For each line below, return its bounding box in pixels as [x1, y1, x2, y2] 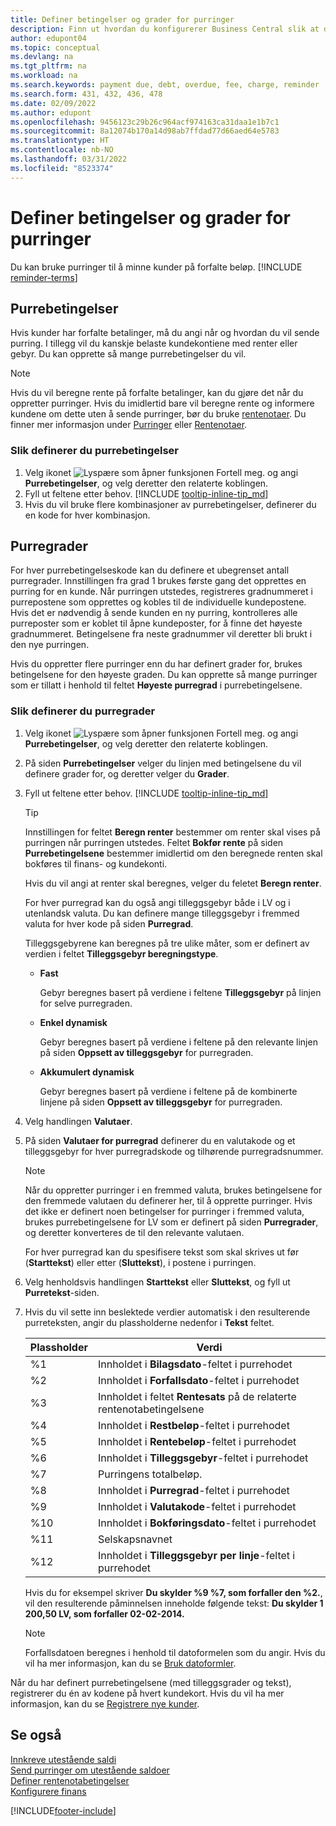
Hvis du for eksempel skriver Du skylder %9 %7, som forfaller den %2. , [24, 1586, 323, 1598]
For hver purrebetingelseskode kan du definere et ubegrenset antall [10, 564, 290, 576]
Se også [10, 1727, 62, 1744]
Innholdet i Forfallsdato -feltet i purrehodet [97, 1373, 300, 1387]
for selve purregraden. [39, 997, 133, 1009]
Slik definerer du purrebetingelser [10, 444, 179, 458]
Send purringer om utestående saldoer [10, 1764, 170, 1776]
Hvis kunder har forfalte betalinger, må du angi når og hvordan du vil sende [10, 327, 320, 339]
